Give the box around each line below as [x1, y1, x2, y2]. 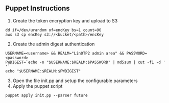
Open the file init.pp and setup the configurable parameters [12, 78, 138, 84]
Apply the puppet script [12, 83, 63, 89]
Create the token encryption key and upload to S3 [12, 17, 118, 23]
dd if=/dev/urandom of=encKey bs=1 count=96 [5, 28, 102, 33]
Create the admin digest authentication [12, 41, 95, 47]
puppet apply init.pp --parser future [5, 93, 88, 98]
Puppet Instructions [5, 4, 70, 13]
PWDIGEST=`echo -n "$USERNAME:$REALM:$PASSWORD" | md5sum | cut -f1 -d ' [5, 60, 166, 65]
